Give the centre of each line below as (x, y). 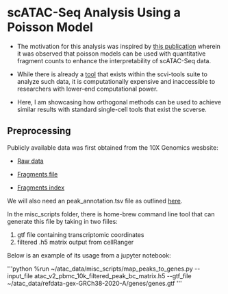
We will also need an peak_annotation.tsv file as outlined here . (95, 201)
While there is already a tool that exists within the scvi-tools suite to (112, 74)
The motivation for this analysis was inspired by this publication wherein (119, 46)
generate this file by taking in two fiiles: (62, 221)
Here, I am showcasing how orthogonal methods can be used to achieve (119, 102)
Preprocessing (39, 131)
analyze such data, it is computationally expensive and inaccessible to (116, 81)
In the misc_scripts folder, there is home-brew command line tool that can (111, 214)
